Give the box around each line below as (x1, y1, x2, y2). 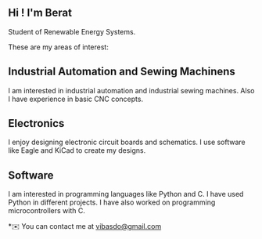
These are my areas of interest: (8, 42, 109, 52)
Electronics (8, 117, 65, 130)
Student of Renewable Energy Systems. (8, 27, 136, 36)
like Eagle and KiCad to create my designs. (8, 146, 146, 155)
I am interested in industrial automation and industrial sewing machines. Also (8, 85, 255, 95)
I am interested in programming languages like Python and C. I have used (8, 190, 244, 199)
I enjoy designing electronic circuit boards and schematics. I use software (8, 137, 246, 147)
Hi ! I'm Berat (8, 6, 73, 20)
